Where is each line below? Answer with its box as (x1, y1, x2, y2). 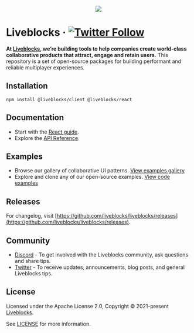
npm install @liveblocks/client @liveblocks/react (6, 96, 132, 102)
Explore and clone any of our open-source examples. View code (14, 174, 170, 181)
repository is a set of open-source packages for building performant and (6, 58, 182, 65)
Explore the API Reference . (14, 134, 80, 141)
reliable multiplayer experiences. (6, 64, 85, 71)
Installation (6, 81, 48, 91)
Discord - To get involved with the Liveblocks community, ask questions (14, 251, 189, 258)
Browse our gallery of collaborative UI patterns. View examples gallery (14, 167, 185, 174)
